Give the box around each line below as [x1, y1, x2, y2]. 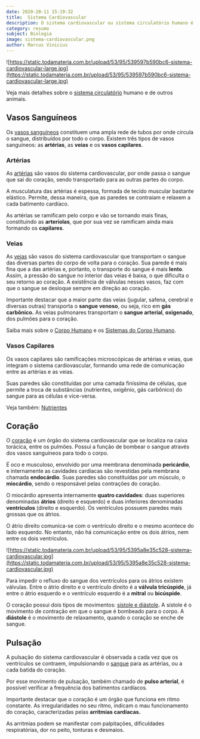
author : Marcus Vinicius [6, 42, 68, 48]
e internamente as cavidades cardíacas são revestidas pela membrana [6, 467, 180, 475]
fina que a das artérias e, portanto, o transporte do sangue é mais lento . [6, 266, 184, 273]
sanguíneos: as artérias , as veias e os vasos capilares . [6, 141, 143, 148]
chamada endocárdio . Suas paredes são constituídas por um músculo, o [6, 474, 186, 481]
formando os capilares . [6, 224, 64, 232]
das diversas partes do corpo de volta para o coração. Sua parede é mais [6, 259, 187, 266]
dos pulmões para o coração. [6, 315, 79, 322]
